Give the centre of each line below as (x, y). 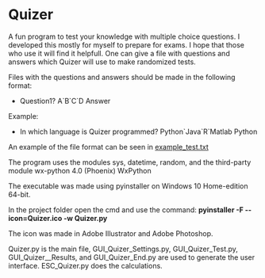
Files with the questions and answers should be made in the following (122, 77)
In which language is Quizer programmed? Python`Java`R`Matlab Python (138, 131)
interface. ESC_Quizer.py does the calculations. (85, 265)
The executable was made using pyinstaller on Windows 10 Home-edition (128, 186)
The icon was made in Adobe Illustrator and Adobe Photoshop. (111, 233)
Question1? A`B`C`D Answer (65, 101)
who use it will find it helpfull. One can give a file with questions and (119, 53)
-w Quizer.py (85, 218)
